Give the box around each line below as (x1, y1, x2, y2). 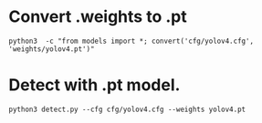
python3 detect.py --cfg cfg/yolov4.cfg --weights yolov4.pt (8, 105, 246, 114)
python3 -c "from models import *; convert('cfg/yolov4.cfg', (8, 36, 255, 46)
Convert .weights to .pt (8, 6, 188, 27)
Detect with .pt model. (8, 75, 181, 96)
